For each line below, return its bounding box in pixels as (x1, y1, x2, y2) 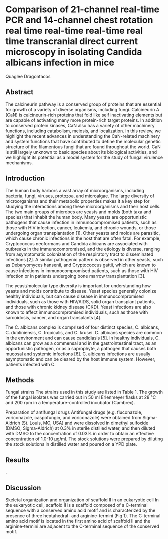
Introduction (5, 174, 45, 183)
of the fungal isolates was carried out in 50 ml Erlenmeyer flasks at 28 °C (5, 394, 156, 400)
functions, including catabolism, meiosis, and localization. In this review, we (5, 128, 161, 134)
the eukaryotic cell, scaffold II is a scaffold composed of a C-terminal (5, 502, 148, 508)
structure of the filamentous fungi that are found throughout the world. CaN (5, 144, 161, 150)
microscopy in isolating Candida (5, 46, 142, 58)
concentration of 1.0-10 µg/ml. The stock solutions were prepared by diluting (5, 436, 163, 442)
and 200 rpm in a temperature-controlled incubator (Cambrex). (5, 400, 135, 406)
